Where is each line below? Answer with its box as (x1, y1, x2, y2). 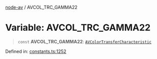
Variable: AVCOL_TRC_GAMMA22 (5, 22, 151, 33)
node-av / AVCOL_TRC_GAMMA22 (5, 5, 77, 10)
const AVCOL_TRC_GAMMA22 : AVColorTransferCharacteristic (17, 38, 152, 44)
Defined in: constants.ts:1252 (5, 48, 67, 54)
